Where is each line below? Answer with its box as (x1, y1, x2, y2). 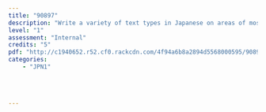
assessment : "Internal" (8, 33, 87, 42)
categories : (8, 56, 47, 64)
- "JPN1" (22, 63, 51, 71)
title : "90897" (8, 11, 59, 20)
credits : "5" (8, 41, 51, 49)
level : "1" (8, 26, 44, 34)
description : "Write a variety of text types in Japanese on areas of (8, 19, 246, 27)
